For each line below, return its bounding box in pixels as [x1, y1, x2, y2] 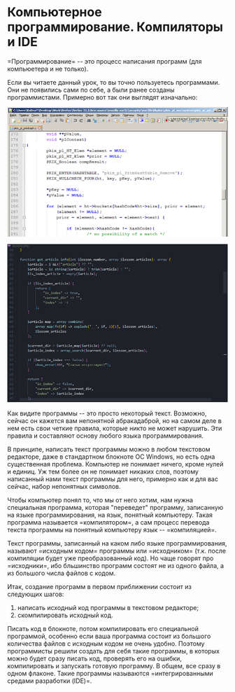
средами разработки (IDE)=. [7, 677, 92, 685]
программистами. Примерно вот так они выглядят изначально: [7, 92, 198, 102]
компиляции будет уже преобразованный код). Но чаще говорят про [7, 554, 214, 562]
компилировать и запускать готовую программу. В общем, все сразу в [7, 661, 221, 670]
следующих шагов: [7, 590, 64, 598]
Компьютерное [7, 4, 103, 20]
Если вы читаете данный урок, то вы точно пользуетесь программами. [7, 78, 220, 86]
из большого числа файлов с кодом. [7, 569, 116, 577]
